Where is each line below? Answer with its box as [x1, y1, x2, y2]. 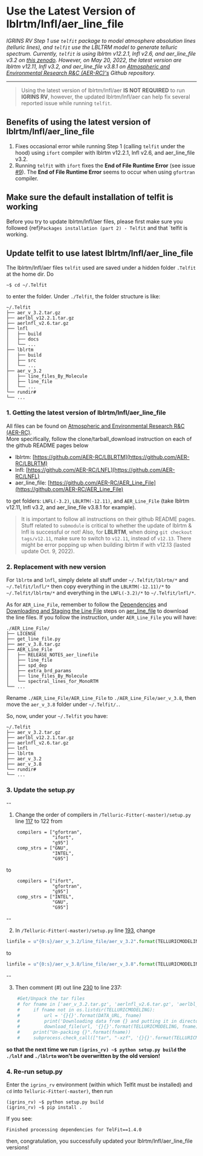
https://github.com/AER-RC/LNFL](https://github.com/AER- [28, 466, 175, 473]
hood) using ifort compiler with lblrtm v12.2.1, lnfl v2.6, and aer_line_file [14, 149, 195, 156]
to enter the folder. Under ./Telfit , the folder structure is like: [6, 293, 161, 300]
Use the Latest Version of [6, 4, 136, 18]
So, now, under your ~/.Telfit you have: [6, 712, 108, 719]
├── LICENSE [6, 630, 36, 636]
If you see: [6, 1115, 33, 1123]
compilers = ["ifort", [17, 878, 74, 884]
